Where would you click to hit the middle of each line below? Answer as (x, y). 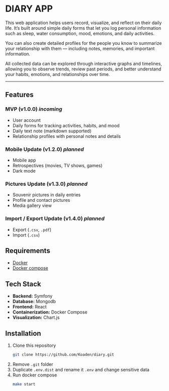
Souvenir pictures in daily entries (47, 195)
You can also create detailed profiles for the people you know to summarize (83, 43)
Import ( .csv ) (26, 235)
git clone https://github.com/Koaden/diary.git (63, 355)
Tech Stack (23, 284)
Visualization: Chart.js (36, 318)
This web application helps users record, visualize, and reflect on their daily (83, 23)
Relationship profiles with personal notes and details (67, 136)
